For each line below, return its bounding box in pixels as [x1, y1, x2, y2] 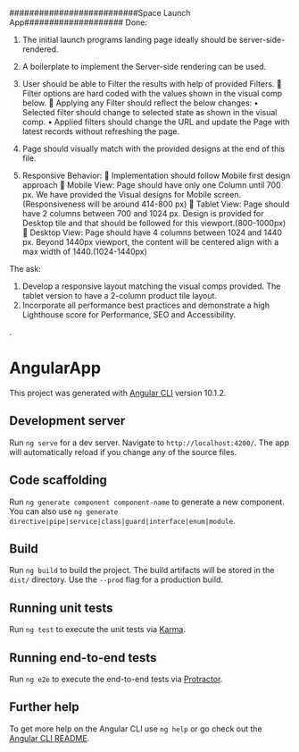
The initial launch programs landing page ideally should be [21, 35, 238, 45]
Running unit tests [9, 600, 113, 615]
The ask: [9, 264, 42, 274]
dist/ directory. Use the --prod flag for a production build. [9, 574, 223, 585]
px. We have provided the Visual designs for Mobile [21, 190, 212, 199]
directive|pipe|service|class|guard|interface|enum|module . [9, 515, 236, 526]
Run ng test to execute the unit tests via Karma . [9, 624, 186, 635]
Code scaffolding [9, 473, 107, 488]
